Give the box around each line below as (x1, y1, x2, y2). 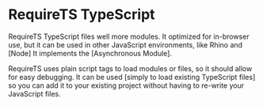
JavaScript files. (8, 89, 61, 98)
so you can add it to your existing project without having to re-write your (8, 81, 244, 90)
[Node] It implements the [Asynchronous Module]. (8, 48, 173, 58)
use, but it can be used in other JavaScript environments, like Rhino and (8, 40, 243, 49)
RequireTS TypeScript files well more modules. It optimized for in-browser (8, 32, 250, 41)
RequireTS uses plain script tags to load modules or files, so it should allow (8, 63, 253, 73)
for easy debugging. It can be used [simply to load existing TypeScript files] (8, 72, 256, 81)
